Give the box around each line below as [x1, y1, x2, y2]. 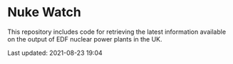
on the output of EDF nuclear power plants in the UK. [7, 34, 162, 43]
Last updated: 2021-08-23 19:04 [7, 49, 103, 57]
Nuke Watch [7, 4, 82, 20]
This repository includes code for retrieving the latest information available [7, 27, 227, 36]
